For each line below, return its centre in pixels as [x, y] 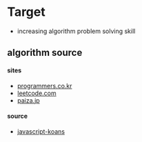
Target [27, 12]
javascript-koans [41, 131]
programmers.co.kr [44, 85]
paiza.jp [28, 100]
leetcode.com [37, 93]
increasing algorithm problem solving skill [76, 31]
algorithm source [45, 53]
